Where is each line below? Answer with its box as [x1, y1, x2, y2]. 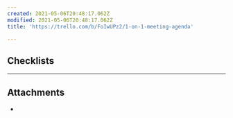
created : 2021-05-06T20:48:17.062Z [7, 10, 110, 17]
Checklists [7, 55, 55, 67]
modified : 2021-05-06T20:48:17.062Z [7, 17, 113, 24]
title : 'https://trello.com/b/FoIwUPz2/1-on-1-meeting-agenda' [7, 23, 194, 30]
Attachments [7, 86, 65, 98]
